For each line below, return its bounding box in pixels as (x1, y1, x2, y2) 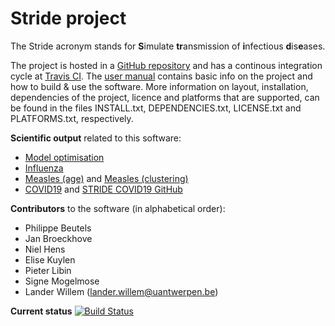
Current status (10, 305, 73, 317)
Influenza (24, 162, 64, 174)
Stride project (10, 7, 127, 30)
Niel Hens (24, 243, 66, 255)
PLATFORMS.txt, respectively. (10, 112, 134, 124)
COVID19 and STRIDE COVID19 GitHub (24, 183, 183, 195)
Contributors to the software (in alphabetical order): (10, 202, 226, 214)
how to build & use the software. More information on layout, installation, (10, 80, 309, 92)
